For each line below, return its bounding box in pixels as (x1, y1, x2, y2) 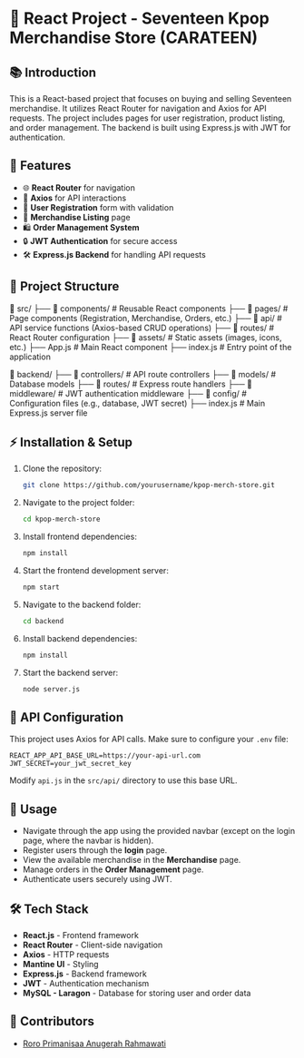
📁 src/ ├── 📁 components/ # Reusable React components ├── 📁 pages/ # (9, 303, 289, 314)
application (9, 351, 52, 362)
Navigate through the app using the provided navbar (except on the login (22, 826, 296, 837)
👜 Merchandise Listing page (22, 211, 131, 222)
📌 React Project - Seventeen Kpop (9, 8, 270, 29)
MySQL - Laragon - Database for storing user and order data (22, 988, 251, 998)
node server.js (22, 684, 81, 693)
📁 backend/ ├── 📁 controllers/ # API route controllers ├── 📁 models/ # (9, 368, 277, 379)
